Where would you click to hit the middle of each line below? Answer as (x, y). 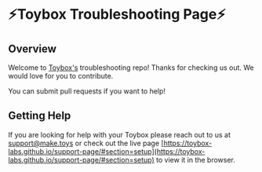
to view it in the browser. (195, 159)
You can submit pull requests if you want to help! (87, 91)
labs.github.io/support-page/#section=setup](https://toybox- (107, 151)
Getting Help (40, 116)
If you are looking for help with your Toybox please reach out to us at (120, 134)
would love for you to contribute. (61, 76)
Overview (33, 48)
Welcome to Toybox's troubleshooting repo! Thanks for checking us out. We (131, 68)
